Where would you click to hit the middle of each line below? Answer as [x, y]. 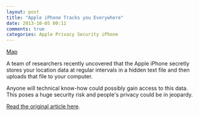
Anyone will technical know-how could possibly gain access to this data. [97, 88]
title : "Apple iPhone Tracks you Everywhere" [65, 18]
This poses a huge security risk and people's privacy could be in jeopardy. [100, 95]
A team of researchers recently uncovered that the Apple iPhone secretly [98, 64]
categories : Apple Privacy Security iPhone [62, 35]
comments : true [26, 29]
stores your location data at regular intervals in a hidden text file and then [98, 70]
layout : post [23, 12]
